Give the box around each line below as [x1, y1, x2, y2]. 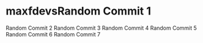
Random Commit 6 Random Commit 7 [6, 30, 101, 38]
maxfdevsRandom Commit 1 [6, 4, 151, 18]
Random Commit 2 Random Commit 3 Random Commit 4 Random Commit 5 [6, 24, 197, 31]
